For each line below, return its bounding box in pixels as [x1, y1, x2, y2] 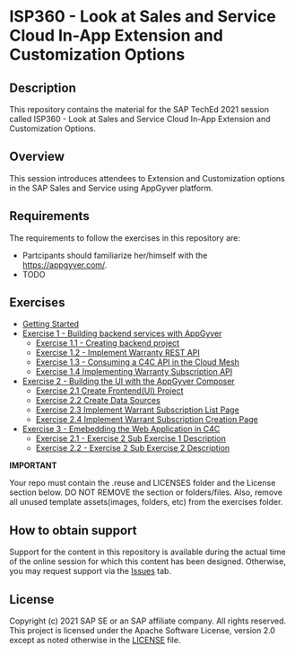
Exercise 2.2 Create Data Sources [35, 395, 161, 406]
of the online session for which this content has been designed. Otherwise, [9, 556, 287, 567]
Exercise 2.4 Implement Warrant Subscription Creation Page [35, 414, 258, 425]
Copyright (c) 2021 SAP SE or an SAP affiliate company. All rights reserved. [9, 615, 287, 626]
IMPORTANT [9, 460, 57, 471]
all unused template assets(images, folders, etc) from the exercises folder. [9, 497, 283, 508]
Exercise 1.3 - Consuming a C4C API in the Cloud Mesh [35, 357, 240, 367]
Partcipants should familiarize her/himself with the [22, 250, 208, 261]
